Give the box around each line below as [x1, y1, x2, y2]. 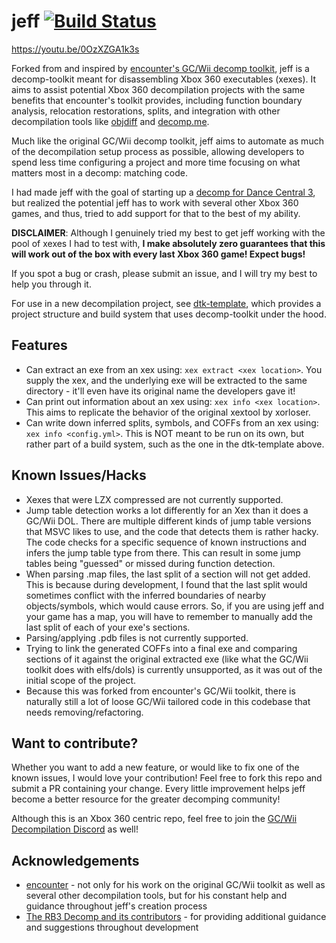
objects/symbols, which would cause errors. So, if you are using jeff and [25, 600, 324, 612]
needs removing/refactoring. [25, 706, 144, 718]
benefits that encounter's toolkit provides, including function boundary [11, 94, 303, 106]
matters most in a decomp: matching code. [11, 166, 188, 179]
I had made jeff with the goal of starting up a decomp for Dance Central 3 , [11, 186, 316, 198]
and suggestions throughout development [25, 921, 199, 934]
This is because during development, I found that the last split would [25, 578, 308, 590]
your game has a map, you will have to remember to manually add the [25, 610, 313, 622]
